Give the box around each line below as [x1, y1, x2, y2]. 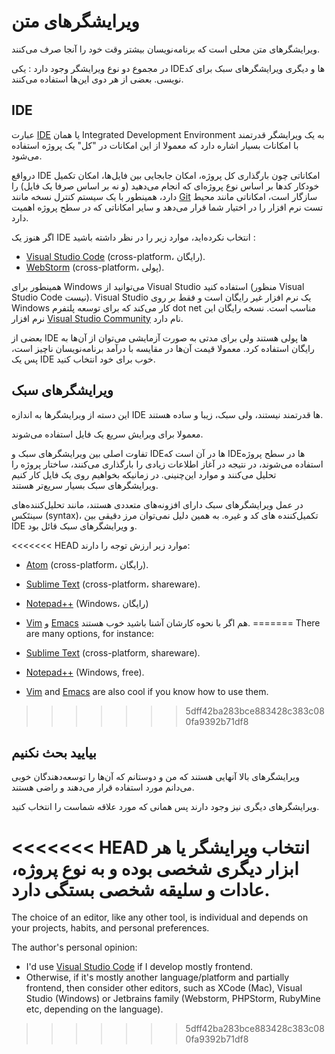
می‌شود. [11, 150, 43, 162]
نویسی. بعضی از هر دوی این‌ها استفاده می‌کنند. [11, 73, 184, 85]
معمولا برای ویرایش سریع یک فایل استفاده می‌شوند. [11, 428, 204, 440]
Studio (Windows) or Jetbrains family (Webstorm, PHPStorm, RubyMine [25, 993, 321, 1005]
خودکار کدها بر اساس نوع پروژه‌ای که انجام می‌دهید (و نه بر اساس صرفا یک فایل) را [11, 180, 320, 192]
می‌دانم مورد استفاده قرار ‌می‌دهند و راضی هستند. [11, 781, 195, 794]
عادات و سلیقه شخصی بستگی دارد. [11, 878, 271, 901]
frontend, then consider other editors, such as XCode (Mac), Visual [25, 982, 303, 994]
